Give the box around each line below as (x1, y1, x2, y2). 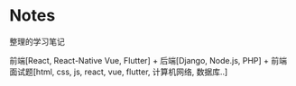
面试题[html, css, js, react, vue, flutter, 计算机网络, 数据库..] (9, 66, 228, 77)
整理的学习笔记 (9, 36, 65, 47)
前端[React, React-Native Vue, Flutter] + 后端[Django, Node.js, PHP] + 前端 (9, 55, 287, 65)
